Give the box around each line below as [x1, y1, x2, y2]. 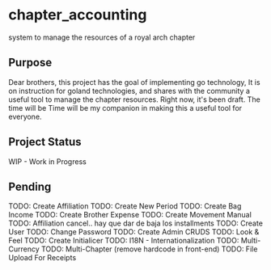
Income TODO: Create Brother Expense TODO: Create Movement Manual [8, 210, 252, 220]
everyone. [8, 112, 42, 121]
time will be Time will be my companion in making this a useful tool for [8, 103, 243, 112]
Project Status [8, 135, 83, 149]
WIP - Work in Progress [8, 156, 87, 167]
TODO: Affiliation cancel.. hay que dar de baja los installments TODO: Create [8, 218, 263, 228]
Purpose [8, 56, 53, 70]
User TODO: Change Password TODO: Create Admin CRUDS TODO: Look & [8, 227, 260, 237]
